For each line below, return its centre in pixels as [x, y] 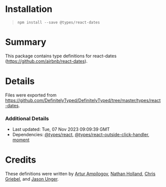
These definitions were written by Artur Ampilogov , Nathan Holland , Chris [80, 174]
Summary [26, 42]
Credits [21, 160]
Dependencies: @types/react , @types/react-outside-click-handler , [81, 135]
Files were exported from [31, 95]
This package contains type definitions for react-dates [61, 56]
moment [21, 140]
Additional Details [27, 118]
